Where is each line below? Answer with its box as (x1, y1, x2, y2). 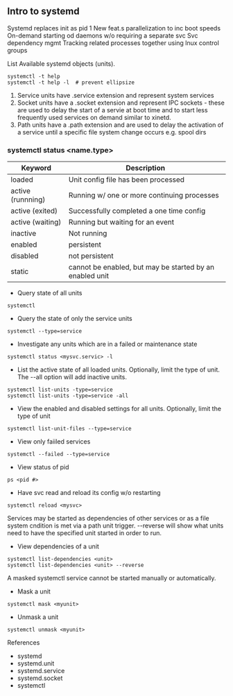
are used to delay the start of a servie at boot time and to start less (17, 105, 208, 114)
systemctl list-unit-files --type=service (7, 426, 132, 433)
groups (7, 46, 28, 54)
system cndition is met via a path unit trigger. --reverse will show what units (7, 521, 224, 530)
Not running (68, 229, 107, 238)
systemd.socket (17, 674, 63, 682)
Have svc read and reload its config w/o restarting (17, 489, 161, 497)
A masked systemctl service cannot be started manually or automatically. (7, 574, 216, 582)
